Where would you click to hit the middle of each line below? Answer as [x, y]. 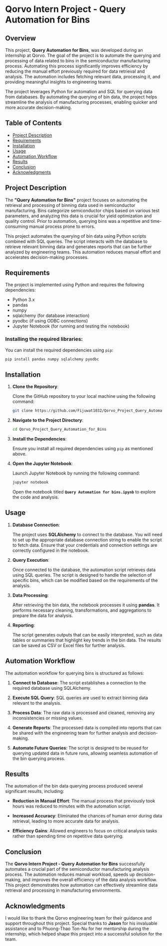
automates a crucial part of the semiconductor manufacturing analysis [77, 869]
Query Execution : [31, 560]
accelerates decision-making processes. [47, 257]
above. [19, 454]
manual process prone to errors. [62, 226]
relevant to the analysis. [37, 703]
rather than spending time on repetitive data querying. [68, 836]
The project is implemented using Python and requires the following [75, 285]
